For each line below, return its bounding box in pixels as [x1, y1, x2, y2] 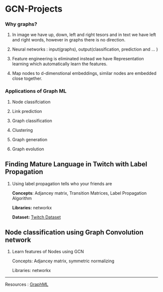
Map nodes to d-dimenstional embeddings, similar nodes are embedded [12, 71, 157, 76]
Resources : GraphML [5, 281, 49, 288]
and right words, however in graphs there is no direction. [12, 37, 126, 43]
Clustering [12, 127, 33, 133]
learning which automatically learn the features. [12, 61, 108, 67]
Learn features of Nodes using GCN [12, 249, 84, 255]
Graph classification [12, 118, 52, 124]
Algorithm [12, 195, 32, 201]
